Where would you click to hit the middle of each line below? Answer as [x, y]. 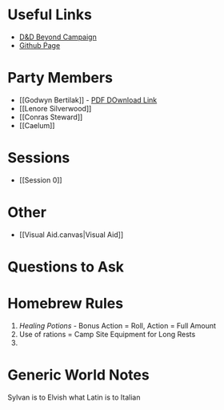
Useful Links [50, 15]
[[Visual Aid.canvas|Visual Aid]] [71, 235]
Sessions [39, 158]
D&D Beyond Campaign [58, 37]
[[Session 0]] [40, 180]
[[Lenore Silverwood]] [55, 108]
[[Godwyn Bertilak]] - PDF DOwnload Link [88, 100]
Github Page [40, 45]
